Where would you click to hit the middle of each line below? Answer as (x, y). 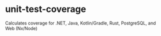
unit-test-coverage (46, 9)
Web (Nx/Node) (21, 28)
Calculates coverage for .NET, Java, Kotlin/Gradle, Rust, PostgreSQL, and (80, 23)
